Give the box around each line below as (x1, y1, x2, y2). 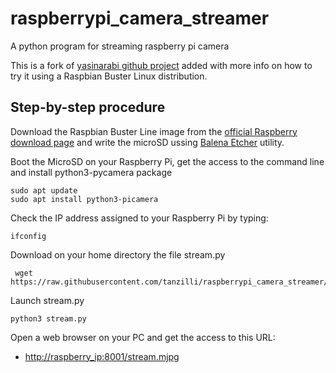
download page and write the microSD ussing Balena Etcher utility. (10, 136, 285, 148)
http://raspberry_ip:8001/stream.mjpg (24, 350, 180, 362)
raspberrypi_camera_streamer (10, 7, 270, 30)
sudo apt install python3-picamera (10, 194, 159, 204)
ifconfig (10, 231, 47, 241)
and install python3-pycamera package (10, 166, 173, 178)
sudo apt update (10, 185, 78, 196)
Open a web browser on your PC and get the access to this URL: (10, 331, 276, 343)
